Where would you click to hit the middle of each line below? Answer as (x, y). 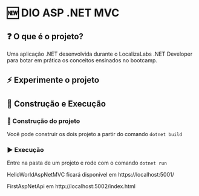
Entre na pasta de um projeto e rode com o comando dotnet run (87, 163)
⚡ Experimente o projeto (53, 80)
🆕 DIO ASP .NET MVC (63, 13)
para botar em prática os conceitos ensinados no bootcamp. (82, 60)
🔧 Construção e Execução (57, 104)
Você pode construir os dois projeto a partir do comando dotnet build (95, 134)
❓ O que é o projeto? (45, 36)
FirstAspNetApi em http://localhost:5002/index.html (71, 186)
